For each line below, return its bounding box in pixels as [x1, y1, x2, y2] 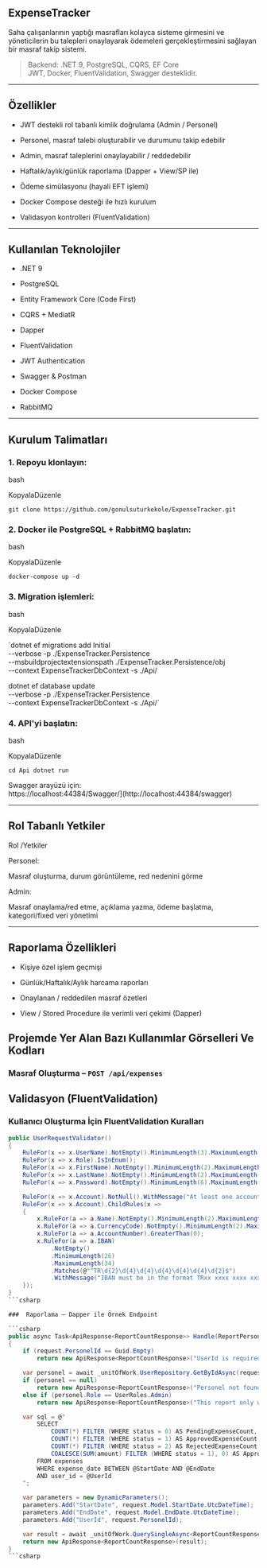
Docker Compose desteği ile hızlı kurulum [19, 196, 157, 206]
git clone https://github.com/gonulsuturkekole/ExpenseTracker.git [8, 506, 237, 514]
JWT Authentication [19, 356, 86, 366]
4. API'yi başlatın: [8, 717, 78, 728]
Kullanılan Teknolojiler [8, 243, 121, 257]
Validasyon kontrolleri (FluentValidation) [19, 212, 150, 222]
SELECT [37, 1420, 59, 1428]
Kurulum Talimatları [8, 433, 108, 446]
